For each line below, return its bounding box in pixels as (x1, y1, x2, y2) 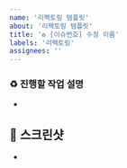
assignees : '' (9, 47, 63, 56)
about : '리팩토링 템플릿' (9, 22, 94, 31)
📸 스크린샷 (9, 127, 65, 142)
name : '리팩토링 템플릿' (9, 13, 90, 22)
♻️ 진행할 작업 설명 (9, 78, 84, 91)
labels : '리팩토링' (9, 38, 75, 48)
